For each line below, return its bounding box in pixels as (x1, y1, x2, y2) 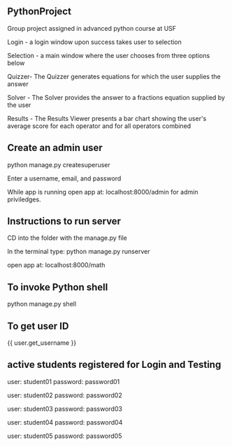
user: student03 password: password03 (7, 404, 122, 413)
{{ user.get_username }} (7, 339, 77, 347)
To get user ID (7, 320, 69, 332)
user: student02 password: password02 (7, 391, 122, 399)
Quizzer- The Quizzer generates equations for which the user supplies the (7, 72, 222, 80)
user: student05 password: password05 (7, 432, 122, 440)
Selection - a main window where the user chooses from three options (7, 51, 210, 59)
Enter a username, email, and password (7, 174, 122, 183)
